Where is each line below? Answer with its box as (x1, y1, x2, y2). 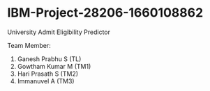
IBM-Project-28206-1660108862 (7, 5, 204, 21)
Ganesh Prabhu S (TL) (17, 54, 82, 63)
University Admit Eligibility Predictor (7, 28, 110, 36)
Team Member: (7, 41, 51, 49)
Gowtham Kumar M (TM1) (17, 62, 91, 70)
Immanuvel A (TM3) (17, 76, 75, 85)
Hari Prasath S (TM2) (17, 69, 79, 78)
